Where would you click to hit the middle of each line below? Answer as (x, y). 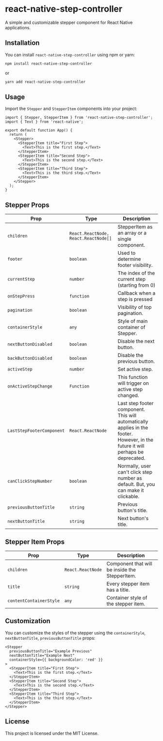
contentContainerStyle (33, 601)
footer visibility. (135, 265)
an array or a (132, 233)
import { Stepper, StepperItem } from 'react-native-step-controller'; (79, 118)
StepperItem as (135, 227)
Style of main (133, 321)
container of (131, 327)
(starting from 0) (137, 285)
